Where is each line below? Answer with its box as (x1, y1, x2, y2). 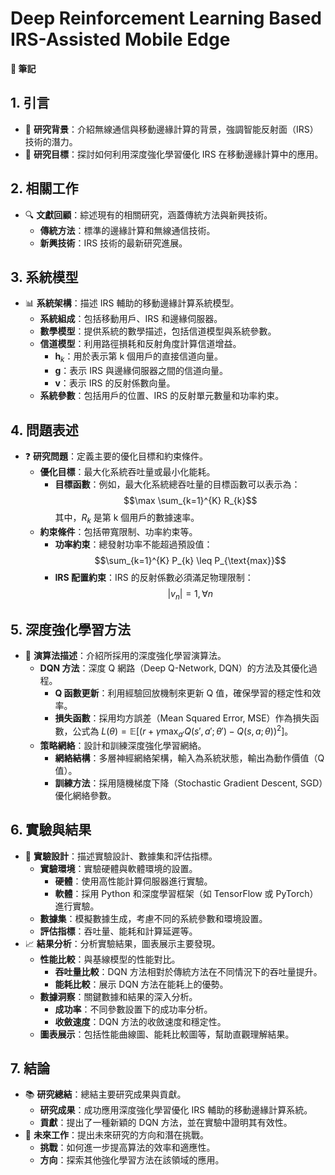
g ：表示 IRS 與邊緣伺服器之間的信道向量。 (54, 365, 228, 377)
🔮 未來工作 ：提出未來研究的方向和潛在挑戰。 (24, 1129, 209, 1141)
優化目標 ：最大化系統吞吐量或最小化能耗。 (39, 465, 216, 477)
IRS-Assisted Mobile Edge (10, 28, 231, 51)
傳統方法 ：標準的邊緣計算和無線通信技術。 (39, 224, 216, 236)
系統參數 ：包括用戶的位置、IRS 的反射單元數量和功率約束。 (39, 390, 285, 402)
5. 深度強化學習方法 (10, 621, 131, 638)
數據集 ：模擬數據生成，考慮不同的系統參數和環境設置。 (39, 912, 268, 924)
